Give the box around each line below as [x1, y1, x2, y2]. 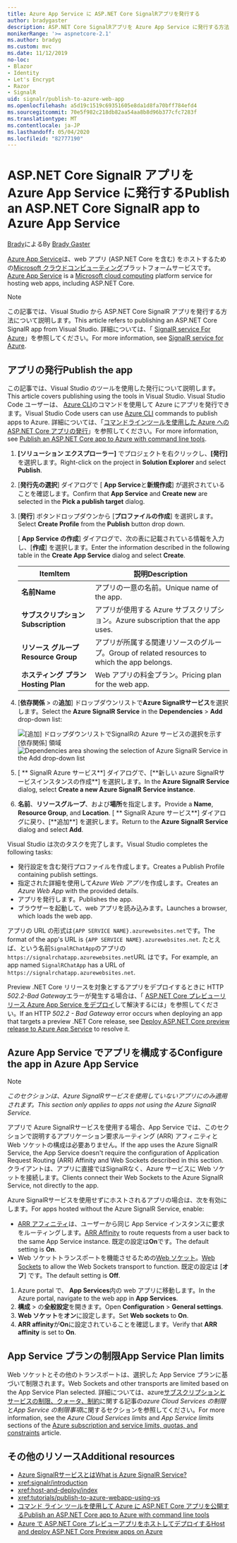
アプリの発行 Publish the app [7, 364, 133, 376]
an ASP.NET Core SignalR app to [7, 200, 200, 217]
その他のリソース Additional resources [7, 1451, 175, 1463]
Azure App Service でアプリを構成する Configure [7, 1047, 224, 1059]
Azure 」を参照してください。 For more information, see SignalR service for [7, 334, 224, 342]
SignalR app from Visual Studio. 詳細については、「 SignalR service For [7, 325, 211, 334]
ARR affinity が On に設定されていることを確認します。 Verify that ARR [17, 1320, 217, 1329]
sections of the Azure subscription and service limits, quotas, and [7, 1421, 198, 1429]
